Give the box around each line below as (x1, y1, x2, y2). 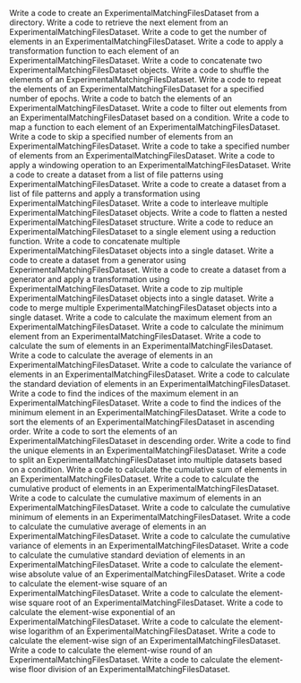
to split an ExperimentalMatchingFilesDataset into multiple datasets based (9, 455, 282, 465)
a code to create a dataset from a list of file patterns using (9, 169, 224, 180)
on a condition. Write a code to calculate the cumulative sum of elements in (9, 465, 288, 474)
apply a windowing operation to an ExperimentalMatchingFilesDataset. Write (9, 160, 291, 170)
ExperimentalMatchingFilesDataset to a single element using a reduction (9, 226, 276, 236)
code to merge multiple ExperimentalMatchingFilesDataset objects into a (9, 303, 278, 312)
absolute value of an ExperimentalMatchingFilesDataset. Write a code (28, 568, 286, 579)
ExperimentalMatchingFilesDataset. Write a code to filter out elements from (9, 103, 288, 113)
